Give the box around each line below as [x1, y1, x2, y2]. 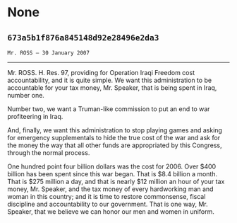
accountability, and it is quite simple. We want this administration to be [7, 76, 212, 84]
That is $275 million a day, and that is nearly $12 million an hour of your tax [7, 178, 225, 185]
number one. [7, 91, 44, 99]
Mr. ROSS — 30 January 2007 [7, 50, 90, 57]
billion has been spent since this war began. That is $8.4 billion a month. [7, 170, 218, 178]
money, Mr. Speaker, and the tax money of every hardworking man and [7, 185, 214, 193]
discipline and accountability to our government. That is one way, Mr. [7, 200, 208, 208]
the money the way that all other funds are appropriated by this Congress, [7, 141, 222, 149]
